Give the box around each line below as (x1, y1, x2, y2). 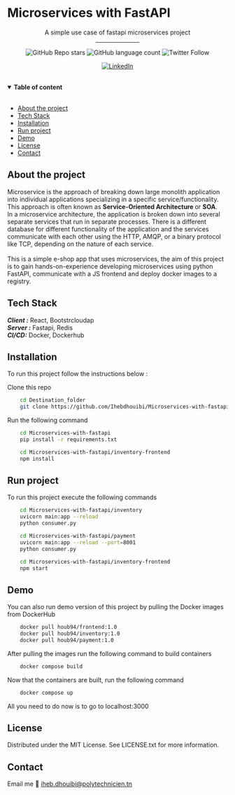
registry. (7, 277, 31, 285)
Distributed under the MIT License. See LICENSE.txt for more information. (7, 741, 220, 749)
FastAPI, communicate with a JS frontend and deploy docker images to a (7, 269, 218, 278)
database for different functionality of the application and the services (7, 224, 209, 233)
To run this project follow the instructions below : (7, 369, 148, 378)
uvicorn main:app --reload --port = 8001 (20, 538, 136, 546)
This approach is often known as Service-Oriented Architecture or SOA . (7, 202, 218, 211)
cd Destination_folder (20, 397, 86, 404)
